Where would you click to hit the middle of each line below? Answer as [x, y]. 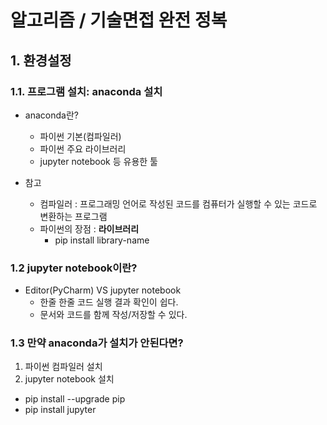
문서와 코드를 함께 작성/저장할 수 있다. [113, 315]
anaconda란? [51, 115]
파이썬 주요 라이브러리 [83, 148]
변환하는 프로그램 [73, 216]
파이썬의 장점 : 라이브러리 [89, 228]
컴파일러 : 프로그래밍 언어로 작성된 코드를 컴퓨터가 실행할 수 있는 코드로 [178, 203]
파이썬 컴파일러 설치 [63, 367]
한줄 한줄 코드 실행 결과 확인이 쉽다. [109, 302]
